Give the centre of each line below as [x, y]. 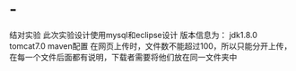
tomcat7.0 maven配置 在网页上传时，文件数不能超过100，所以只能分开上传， [151, 46]
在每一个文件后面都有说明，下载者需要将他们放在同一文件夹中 [123, 57]
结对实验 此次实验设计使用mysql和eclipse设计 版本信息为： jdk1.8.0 [134, 35]
